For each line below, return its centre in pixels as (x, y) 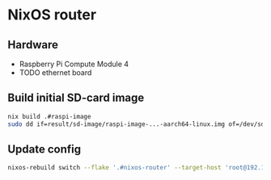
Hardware (33, 45)
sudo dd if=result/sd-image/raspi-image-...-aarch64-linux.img (116, 124)
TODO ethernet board (55, 73)
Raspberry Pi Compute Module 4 (74, 64)
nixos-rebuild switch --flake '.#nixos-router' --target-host (114, 168)
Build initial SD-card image (76, 98)
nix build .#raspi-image (49, 116)
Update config (44, 149)
